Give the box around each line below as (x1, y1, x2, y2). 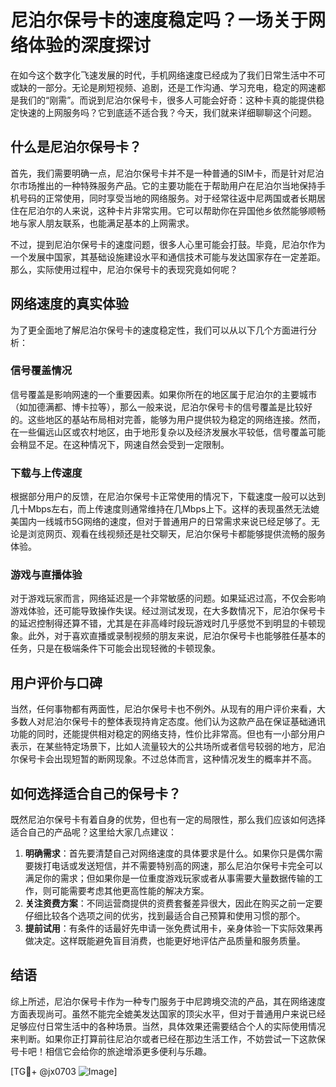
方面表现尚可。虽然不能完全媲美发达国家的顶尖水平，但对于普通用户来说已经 (10, 1007, 326, 1020)
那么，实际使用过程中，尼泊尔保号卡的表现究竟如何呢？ (10, 263, 238, 275)
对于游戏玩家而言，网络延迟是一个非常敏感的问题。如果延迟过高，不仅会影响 (10, 592, 326, 605)
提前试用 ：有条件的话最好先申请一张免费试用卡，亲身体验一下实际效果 (24, 922, 315, 935)
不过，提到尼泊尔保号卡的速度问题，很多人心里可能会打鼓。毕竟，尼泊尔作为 (10, 238, 326, 250)
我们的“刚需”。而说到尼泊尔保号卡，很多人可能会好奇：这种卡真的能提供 (18, 94, 317, 106)
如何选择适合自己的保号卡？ (10, 785, 182, 802)
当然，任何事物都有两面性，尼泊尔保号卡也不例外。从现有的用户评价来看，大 (10, 703, 326, 715)
